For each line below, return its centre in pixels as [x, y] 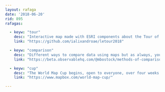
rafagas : [14, 23]
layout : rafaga [21, 10]
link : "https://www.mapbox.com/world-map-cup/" [63, 77]
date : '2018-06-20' [25, 14]
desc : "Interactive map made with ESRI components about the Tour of [87, 37]
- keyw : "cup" [24, 68]
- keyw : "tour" [25, 32]
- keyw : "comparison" [32, 50]
